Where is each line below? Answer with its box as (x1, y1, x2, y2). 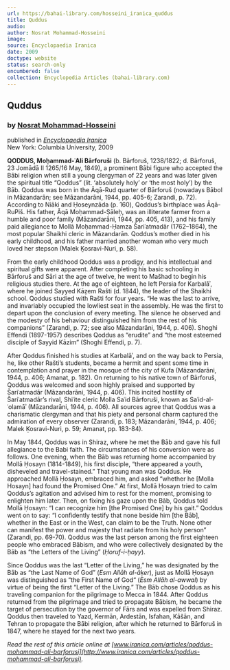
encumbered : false (7, 67, 60, 74)
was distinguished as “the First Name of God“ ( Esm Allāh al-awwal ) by (7, 576, 207, 584)
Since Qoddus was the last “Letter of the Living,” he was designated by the (7, 561, 219, 569)
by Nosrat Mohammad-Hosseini (7, 120, 116, 129)
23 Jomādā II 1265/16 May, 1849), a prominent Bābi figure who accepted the (7, 164, 223, 172)
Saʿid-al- (189, 395, 214, 404)
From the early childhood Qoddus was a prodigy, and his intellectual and (7, 258, 212, 266)
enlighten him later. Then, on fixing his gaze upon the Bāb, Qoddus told (7, 496, 208, 505)
